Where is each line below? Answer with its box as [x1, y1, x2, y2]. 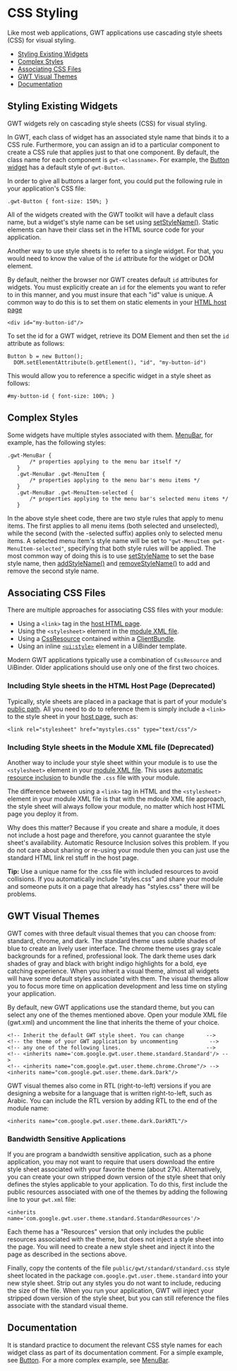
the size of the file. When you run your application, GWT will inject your [7, 1287, 214, 1295]
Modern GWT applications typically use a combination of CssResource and [7, 656, 222, 664]
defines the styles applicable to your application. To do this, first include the [7, 1181, 228, 1189]
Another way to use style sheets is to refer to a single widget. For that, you [7, 246, 224, 255]
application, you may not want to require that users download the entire [7, 1158, 215, 1166]
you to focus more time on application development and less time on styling [7, 982, 228, 990]
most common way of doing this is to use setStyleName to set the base [7, 551, 214, 560]
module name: [7, 1103, 49, 1113]
